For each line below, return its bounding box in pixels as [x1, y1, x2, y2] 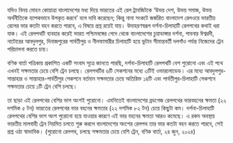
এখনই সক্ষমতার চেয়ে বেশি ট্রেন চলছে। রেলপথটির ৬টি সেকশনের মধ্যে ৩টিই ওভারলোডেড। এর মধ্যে [7, 67, 203, 75]
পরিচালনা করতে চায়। [7, 45, 50, 53]
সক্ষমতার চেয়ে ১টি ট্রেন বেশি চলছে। [7, 83, 78, 90]
